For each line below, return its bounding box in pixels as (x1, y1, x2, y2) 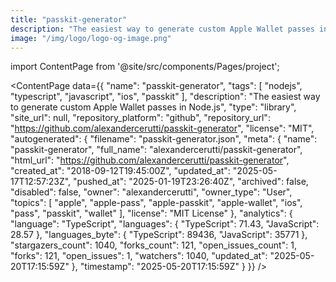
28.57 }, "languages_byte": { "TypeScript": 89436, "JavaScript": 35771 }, (10, 229, 308, 241)
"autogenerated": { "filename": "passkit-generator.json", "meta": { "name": (10, 133, 318, 145)
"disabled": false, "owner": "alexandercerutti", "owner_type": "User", (10, 186, 293, 198)
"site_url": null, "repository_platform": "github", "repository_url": (10, 112, 271, 124)
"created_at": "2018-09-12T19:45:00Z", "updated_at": (10, 165, 231, 177)
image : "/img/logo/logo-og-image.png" (10, 33, 172, 43)
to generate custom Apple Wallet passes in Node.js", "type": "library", (10, 101, 297, 113)
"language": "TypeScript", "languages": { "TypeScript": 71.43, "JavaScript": (10, 218, 320, 230)
